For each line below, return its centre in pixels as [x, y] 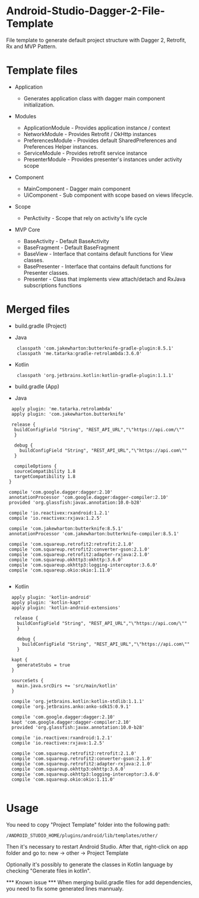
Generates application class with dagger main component [94, 98]
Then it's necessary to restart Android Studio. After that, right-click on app [97, 846]
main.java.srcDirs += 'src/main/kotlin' [67, 686]
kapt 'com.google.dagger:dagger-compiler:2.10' [72, 722]
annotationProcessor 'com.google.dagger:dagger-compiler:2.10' [89, 497]
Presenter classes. [46, 272]
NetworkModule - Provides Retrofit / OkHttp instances [90, 134]
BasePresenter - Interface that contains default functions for [97, 266]
